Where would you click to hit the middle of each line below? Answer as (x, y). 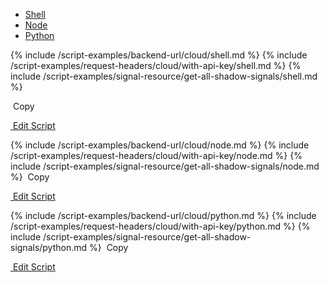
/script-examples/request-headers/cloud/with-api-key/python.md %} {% (160, 226)
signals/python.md (49, 247)
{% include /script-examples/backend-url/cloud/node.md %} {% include (160, 145)
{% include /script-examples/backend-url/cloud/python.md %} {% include (163, 215)
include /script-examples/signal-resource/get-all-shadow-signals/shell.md (164, 76)
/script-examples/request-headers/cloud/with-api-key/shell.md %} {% (156, 65)
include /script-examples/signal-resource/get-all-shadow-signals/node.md (165, 166)
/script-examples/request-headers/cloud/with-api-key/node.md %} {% (156, 155)
